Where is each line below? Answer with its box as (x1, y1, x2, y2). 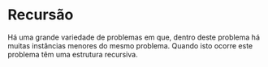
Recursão (7, 6, 74, 24)
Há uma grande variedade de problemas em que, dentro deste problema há (7, 32, 261, 42)
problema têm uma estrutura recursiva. (7, 49, 139, 59)
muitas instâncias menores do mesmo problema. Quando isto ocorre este (7, 40, 253, 50)
